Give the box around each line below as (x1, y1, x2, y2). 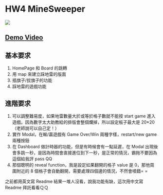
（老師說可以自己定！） (12, 125, 59, 131)
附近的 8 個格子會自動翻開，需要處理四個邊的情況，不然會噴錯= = (16, 168, 148, 174)
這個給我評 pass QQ (12, 155, 53, 162)
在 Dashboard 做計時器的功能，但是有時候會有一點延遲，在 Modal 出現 (12, 143, 154, 150)
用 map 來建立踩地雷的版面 (12, 71, 67, 77)
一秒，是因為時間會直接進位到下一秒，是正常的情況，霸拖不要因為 (25, 150, 157, 155)
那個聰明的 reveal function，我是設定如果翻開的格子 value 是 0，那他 (12, 162, 150, 168)
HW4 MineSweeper (5, 3, 86, 15)
